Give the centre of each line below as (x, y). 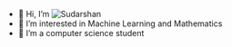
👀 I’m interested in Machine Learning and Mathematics (120, 23)
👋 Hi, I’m (34, 14)
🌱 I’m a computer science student (81, 33)
